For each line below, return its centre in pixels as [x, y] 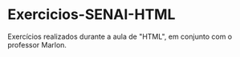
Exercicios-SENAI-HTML [92, 15]
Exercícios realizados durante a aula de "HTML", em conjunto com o [120, 36]
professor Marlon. [37, 44]
